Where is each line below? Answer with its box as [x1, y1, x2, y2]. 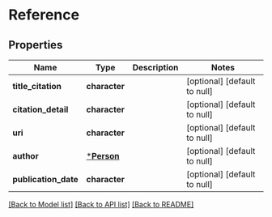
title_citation [12, 81, 62, 91]
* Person [86, 151, 120, 161]
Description [132, 62, 179, 73]
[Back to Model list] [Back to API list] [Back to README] [8, 200, 194, 209]
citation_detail [12, 104, 69, 115]
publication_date [12, 174, 79, 185]
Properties [8, 38, 63, 52]
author [12, 151, 39, 161]
